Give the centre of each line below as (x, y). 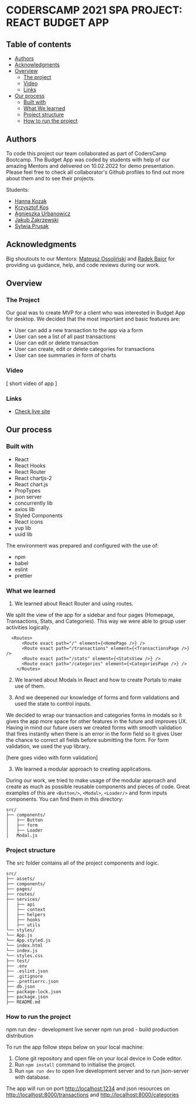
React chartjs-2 (33, 478)
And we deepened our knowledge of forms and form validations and (97, 697)
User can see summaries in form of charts (65, 355)
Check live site (32, 411)
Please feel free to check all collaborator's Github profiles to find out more (95, 172)
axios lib (25, 509)
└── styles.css (25, 956)
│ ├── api (20, 904)
